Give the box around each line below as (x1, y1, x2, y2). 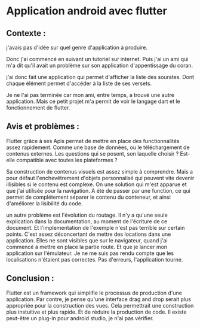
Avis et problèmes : (6, 122, 79, 132)
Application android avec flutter (6, 4, 167, 18)
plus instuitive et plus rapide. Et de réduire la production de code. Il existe (6, 308, 187, 315)
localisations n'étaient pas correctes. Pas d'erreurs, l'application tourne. (6, 256, 183, 263)
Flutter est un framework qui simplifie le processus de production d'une (6, 289, 182, 296)
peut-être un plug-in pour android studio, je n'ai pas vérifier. (6, 314, 154, 321)
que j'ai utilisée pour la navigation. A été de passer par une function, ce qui (6, 187, 191, 194)
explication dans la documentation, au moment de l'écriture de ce (6, 217, 168, 225)
